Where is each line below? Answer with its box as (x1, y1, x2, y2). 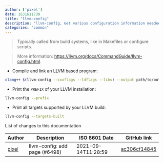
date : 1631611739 (5, 12, 41, 17)
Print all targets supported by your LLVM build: (12, 104, 106, 110)
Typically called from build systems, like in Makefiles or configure (17, 39, 149, 44)
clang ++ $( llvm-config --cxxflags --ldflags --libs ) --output (5, 78, 134, 82)
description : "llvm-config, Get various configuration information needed (5, 20, 161, 26)
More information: (17, 53, 54, 59)
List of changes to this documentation (5, 122, 82, 128)
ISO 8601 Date (79, 134, 114, 141)
